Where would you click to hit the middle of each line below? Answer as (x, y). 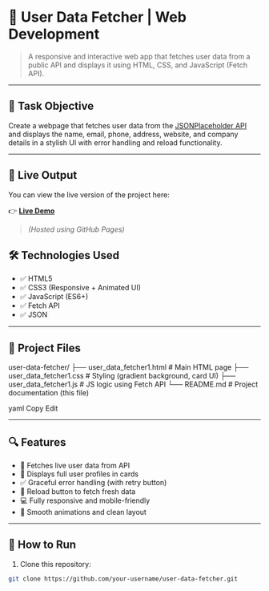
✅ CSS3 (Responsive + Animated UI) (80, 288)
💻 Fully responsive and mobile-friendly (85, 500)
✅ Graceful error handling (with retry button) (93, 482)
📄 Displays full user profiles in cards (79, 474)
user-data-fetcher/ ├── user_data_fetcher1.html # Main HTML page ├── (128, 367)
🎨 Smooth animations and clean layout (83, 512)
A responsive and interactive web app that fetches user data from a (139, 56)
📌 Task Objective (51, 106)
